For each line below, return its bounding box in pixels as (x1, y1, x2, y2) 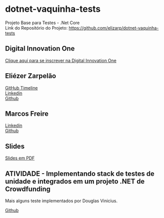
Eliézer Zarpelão (5, 72, 57, 80)
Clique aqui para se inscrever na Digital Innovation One (5, 58, 117, 63)
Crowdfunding (5, 185, 51, 193)
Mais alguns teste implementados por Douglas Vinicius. (5, 198, 118, 204)
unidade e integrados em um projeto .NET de (5, 177, 145, 186)
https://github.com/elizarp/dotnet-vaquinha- (68, 25, 159, 31)
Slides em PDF (5, 155, 35, 161)
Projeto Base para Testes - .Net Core (5, 20, 80, 26)
